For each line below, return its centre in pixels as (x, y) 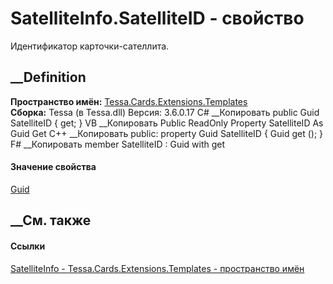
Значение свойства (53, 167)
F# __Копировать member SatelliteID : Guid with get (118, 144)
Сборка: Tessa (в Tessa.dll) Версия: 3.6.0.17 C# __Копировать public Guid (165, 112)
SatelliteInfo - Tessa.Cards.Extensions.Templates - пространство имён (157, 268)
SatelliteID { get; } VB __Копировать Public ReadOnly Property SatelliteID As (167, 123)
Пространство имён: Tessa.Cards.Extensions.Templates (129, 101)
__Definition (48, 77)
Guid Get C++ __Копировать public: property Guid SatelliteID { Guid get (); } (167, 133)
